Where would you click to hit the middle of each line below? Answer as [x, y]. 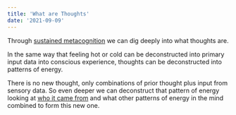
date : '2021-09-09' [36, 20]
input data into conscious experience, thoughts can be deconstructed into [114, 61]
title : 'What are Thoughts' [49, 14]
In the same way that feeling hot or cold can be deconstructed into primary [116, 54]
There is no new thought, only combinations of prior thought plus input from [117, 83]
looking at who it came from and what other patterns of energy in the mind [116, 98]
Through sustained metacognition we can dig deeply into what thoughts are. [118, 40]
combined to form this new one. [54, 105]
